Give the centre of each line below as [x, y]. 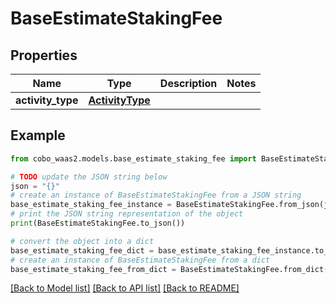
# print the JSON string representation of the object [127, 214]
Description [188, 83]
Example [38, 135]
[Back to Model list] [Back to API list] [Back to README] [125, 288]
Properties [44, 55]
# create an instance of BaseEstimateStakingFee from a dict [140, 260]
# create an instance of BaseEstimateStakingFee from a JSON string [156, 195]
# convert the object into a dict [82, 241]
